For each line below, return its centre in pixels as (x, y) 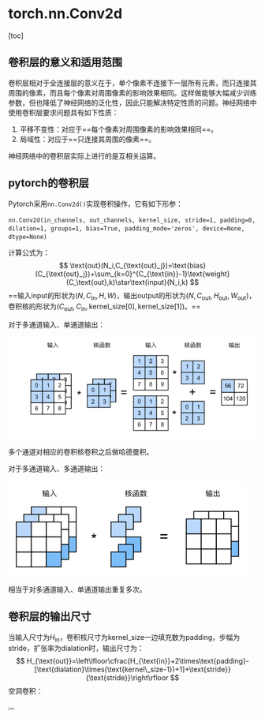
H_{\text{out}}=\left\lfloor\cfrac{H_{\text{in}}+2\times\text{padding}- (138, 661)
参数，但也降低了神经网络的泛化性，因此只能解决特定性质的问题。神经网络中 (132, 103)
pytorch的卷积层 (49, 183)
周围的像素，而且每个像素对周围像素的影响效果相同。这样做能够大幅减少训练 (132, 92)
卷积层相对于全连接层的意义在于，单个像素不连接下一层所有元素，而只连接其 (132, 83)
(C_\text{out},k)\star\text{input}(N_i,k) (127, 282)
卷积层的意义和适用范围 (65, 63)
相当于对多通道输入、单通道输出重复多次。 (77, 589)
